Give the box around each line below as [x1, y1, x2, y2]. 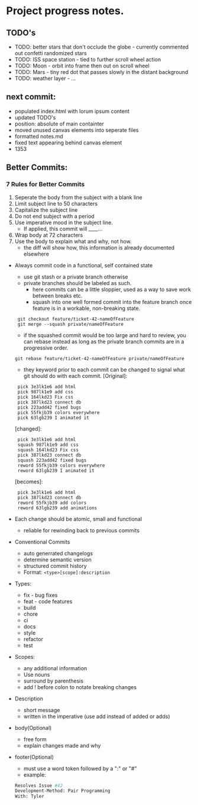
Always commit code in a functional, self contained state [14, 261, 153, 269]
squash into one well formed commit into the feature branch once [32, 298, 192, 305]
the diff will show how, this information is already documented [23, 244, 175, 251]
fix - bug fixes [23, 591, 58, 599]
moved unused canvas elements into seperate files [14, 126, 139, 134]
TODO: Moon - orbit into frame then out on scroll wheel [14, 62, 150, 69]
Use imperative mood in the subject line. [14, 219, 113, 226]
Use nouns [23, 671, 50, 678]
